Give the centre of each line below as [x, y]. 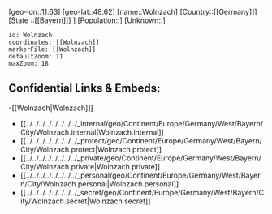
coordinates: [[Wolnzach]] [54, 42]
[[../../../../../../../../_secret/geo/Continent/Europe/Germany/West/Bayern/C [142, 192]
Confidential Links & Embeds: [84, 88]
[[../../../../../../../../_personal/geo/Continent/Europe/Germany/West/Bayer [140, 175]
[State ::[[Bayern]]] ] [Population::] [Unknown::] [87, 20]
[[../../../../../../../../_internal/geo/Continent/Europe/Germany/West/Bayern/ [142, 123]
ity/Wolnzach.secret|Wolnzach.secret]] [85, 201]
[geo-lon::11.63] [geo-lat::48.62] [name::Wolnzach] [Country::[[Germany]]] [133, 12]
